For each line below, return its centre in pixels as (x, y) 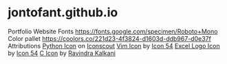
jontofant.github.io (63, 13)
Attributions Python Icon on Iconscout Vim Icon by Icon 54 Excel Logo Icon (114, 46)
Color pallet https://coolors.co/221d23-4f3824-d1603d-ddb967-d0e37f (110, 38)
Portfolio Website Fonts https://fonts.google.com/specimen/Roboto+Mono (113, 31)
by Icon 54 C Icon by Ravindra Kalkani (62, 53)
